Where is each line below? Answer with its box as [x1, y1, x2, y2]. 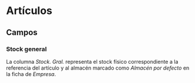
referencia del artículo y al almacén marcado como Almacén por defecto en [6, 64, 190, 71]
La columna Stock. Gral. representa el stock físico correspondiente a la [6, 58, 179, 65]
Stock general [6, 45, 47, 53]
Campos [6, 27, 38, 37]
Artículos [6, 4, 53, 18]
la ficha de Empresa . [6, 70, 56, 77]
